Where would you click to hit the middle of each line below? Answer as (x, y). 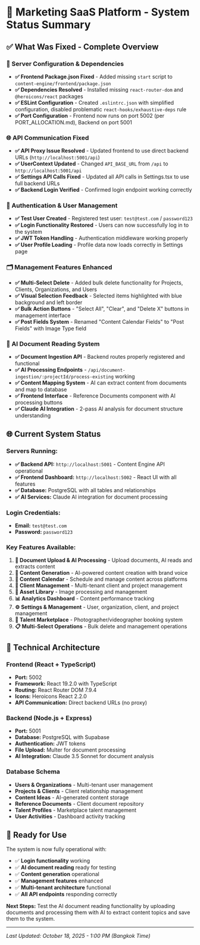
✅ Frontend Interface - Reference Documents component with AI (95, 396)
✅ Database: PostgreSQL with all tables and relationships (85, 490)
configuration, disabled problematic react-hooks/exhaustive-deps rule (100, 109)
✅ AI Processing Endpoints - (51, 370)
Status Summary (49, 25)
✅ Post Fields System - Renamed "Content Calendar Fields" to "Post (99, 321)
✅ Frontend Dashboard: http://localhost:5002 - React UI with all (96, 477)
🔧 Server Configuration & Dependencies (65, 64)
